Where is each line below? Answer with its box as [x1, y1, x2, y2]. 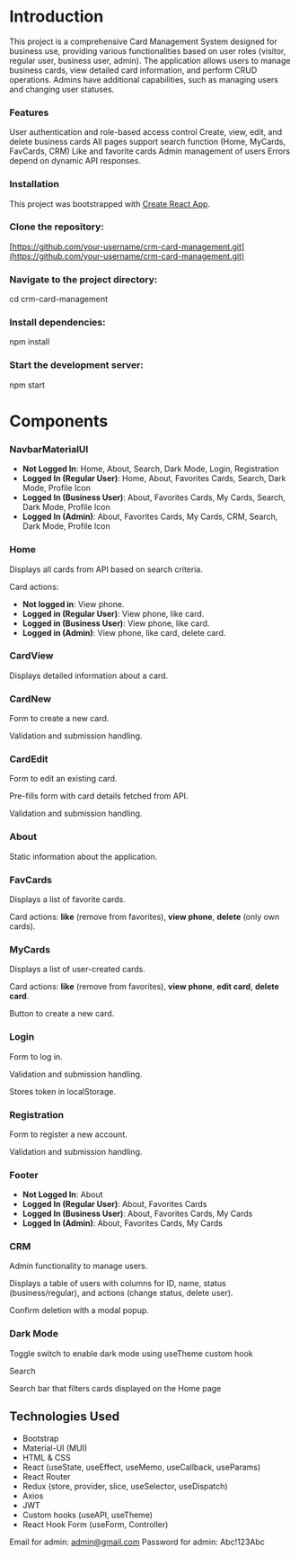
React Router [22, 1471, 71, 1481]
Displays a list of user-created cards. [9, 964, 146, 975]
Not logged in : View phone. [22, 598, 125, 609]
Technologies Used [9, 1409, 119, 1425]
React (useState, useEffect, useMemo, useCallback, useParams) [22, 1462, 261, 1472]
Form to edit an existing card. [9, 774, 118, 784]
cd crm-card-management [9, 294, 109, 305]
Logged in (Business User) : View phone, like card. [22, 618, 210, 629]
